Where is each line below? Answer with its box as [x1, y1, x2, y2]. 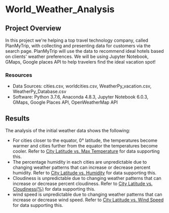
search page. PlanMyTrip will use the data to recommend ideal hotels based [5, 48, 164, 54]
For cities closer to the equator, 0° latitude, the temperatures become [12, 137, 157, 143]
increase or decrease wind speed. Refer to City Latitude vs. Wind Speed [12, 197, 164, 203]
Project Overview [5, 24, 61, 33]
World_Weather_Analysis [5, 4, 115, 15]
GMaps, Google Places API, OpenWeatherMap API [12, 99, 118, 105]
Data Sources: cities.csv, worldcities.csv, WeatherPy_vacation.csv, [12, 83, 152, 89]
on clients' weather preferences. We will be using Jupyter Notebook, [5, 53, 149, 59]
